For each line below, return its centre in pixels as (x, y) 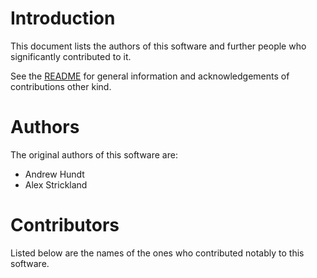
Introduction (63, 18)
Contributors (65, 225)
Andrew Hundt (54, 174)
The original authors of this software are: (94, 154)
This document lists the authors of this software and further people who (158, 46)
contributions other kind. (61, 86)
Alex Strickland (56, 184)
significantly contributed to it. (71, 56)
